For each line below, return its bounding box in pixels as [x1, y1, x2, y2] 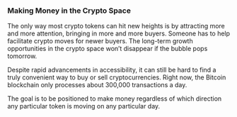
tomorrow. [7, 52, 37, 60]
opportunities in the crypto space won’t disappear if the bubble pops [7, 45, 208, 53]
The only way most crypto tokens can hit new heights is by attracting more [7, 22, 225, 30]
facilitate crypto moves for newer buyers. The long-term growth [7, 37, 193, 45]
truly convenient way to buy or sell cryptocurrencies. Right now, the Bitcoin [7, 73, 226, 82]
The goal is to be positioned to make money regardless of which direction [7, 94, 222, 103]
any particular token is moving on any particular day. [7, 102, 161, 111]
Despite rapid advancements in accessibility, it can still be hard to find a [7, 66, 216, 74]
